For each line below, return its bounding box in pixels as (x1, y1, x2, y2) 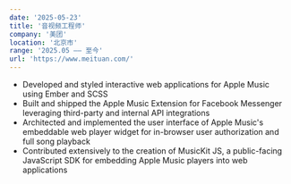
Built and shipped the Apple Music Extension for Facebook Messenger (21, 98, 283, 108)
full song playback (21, 136, 91, 146)
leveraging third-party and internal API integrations (21, 108, 210, 118)
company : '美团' (9, 29, 67, 38)
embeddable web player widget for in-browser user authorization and (21, 127, 279, 137)
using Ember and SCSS (21, 88, 109, 99)
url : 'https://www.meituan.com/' (9, 54, 134, 63)
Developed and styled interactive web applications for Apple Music (21, 79, 270, 89)
